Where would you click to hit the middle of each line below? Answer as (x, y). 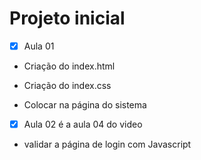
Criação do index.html (69, 66)
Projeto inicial (67, 18)
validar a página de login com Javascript (107, 144)
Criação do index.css (67, 85)
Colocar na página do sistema (85, 105)
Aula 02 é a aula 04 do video (83, 124)
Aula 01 (39, 46)
